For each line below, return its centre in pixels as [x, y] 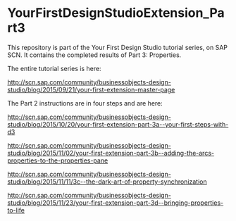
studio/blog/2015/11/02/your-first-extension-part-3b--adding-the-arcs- [111, 153]
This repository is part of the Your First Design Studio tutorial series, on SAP [117, 47]
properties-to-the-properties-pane [58, 160]
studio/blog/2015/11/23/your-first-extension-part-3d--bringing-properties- [116, 203]
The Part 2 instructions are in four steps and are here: [85, 103]
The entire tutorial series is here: [54, 68]
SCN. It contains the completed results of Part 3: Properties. [94, 55]
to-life [16, 210]
